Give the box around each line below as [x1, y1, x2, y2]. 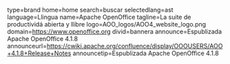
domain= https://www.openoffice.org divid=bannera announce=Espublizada [7, 27, 222, 35]
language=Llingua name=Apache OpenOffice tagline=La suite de [7, 13, 191, 21]
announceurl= [7, 42, 47, 50]
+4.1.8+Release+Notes [7, 49, 72, 57]
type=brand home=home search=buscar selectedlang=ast [7, 6, 174, 14]
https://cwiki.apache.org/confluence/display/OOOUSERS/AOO [46, 42, 223, 50]
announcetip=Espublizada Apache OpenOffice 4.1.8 [72, 49, 219, 57]
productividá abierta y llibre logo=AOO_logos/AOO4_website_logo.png [7, 20, 207, 28]
